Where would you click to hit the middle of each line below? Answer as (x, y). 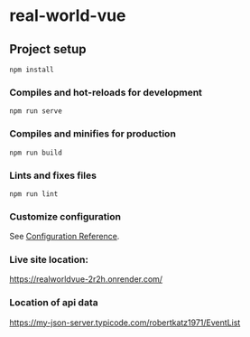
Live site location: (49, 260)
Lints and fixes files (53, 175)
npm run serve (36, 111)
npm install (32, 70)
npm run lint (34, 194)
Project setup (48, 49)
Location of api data (54, 303)
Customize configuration (65, 216)
